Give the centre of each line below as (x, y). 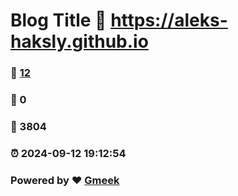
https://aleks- (169, 20)
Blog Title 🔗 (58, 20)
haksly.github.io (79, 41)
